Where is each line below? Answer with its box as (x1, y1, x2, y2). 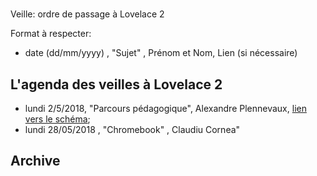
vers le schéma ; (24, 113, 91, 125)
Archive (10, 153, 61, 170)
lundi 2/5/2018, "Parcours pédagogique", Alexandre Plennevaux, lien (24, 103, 307, 114)
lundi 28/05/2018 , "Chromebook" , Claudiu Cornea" (24, 124, 241, 135)
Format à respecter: (10, 28, 92, 40)
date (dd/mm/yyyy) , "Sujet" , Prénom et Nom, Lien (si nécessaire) (24, 47, 298, 59)
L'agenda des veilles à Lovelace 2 (10, 76, 223, 93)
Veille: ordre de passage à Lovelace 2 (10, 8, 165, 20)
